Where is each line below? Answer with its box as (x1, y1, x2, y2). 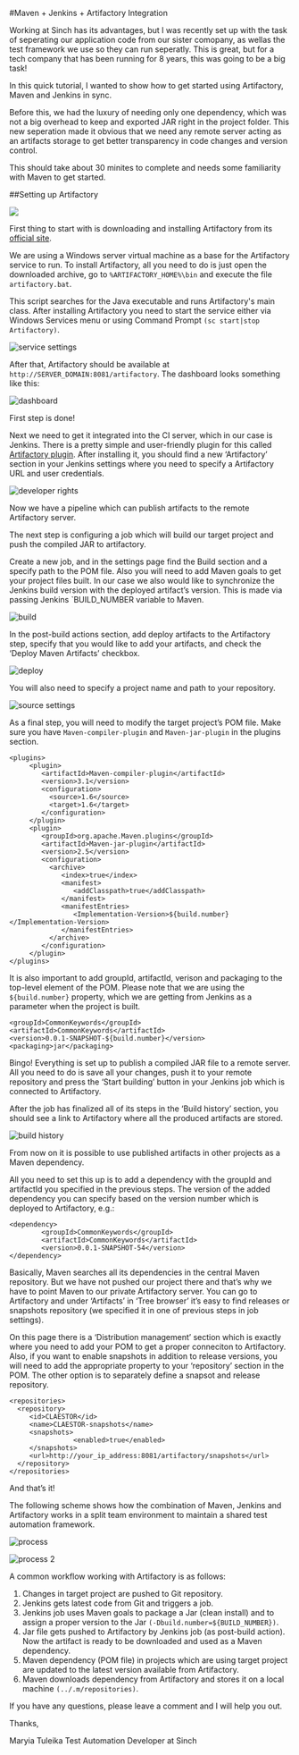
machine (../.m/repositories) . (21, 1683, 139, 1693)
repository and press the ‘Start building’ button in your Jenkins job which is (9, 1076, 286, 1087)
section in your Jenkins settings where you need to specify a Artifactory (9, 459, 275, 468)
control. (9, 145, 38, 156)
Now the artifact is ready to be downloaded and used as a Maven (21, 1636, 263, 1646)
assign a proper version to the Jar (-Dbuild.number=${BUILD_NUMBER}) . (21, 1617, 279, 1627)
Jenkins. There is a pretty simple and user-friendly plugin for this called (9, 440, 272, 450)
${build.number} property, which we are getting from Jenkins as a (9, 991, 253, 1002)
